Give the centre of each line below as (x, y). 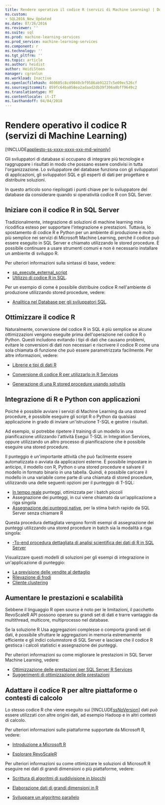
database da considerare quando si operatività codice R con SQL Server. (79, 195)
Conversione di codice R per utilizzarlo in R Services (65, 374)
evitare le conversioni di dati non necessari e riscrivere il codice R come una (82, 345)
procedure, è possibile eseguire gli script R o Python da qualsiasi (71, 417)
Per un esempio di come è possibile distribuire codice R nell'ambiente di (78, 287)
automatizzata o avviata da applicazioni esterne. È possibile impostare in (79, 462)
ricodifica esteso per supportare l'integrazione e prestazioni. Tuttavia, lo (78, 227)
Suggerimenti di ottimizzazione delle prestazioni (61, 675)
